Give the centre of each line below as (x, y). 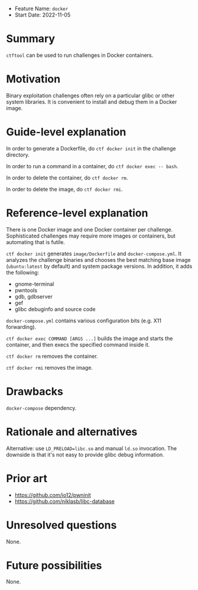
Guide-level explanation (66, 132)
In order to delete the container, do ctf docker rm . (67, 178)
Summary (30, 39)
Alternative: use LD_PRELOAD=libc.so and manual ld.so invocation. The (92, 448)
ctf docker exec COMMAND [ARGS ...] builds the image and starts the (90, 338)
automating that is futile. (35, 242)
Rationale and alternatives (72, 432)
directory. (18, 155)
